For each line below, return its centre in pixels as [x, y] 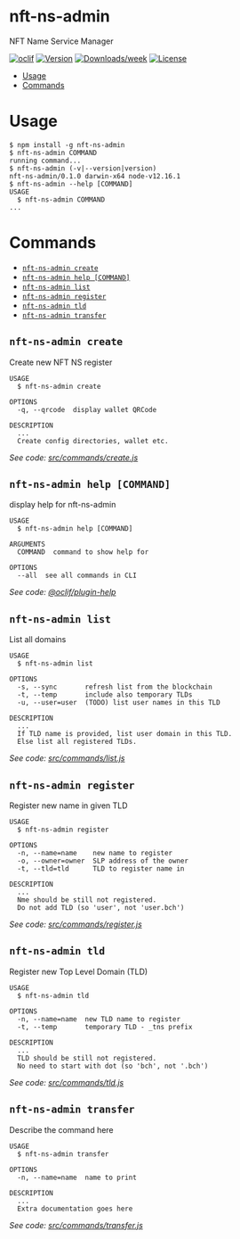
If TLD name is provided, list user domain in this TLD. [125, 734]
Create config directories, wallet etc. [93, 441]
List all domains [38, 640]
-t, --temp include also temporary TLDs [105, 695]
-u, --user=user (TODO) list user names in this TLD [119, 703]
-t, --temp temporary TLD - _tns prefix [105, 1027]
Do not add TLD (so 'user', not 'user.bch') [101, 908]
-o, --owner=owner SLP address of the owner [103, 861]
